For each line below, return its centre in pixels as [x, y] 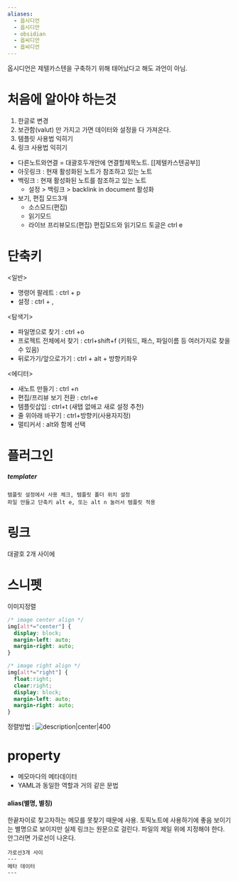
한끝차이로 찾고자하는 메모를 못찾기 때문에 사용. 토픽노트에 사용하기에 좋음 [110, 820]
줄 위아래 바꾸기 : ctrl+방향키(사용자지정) [74, 415]
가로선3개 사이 [25, 853]
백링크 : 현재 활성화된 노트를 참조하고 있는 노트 [82, 180]
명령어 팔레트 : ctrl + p [49, 292]
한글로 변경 [33, 120]
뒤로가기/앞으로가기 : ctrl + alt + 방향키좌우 [77, 358]
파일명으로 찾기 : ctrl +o [51, 331]
